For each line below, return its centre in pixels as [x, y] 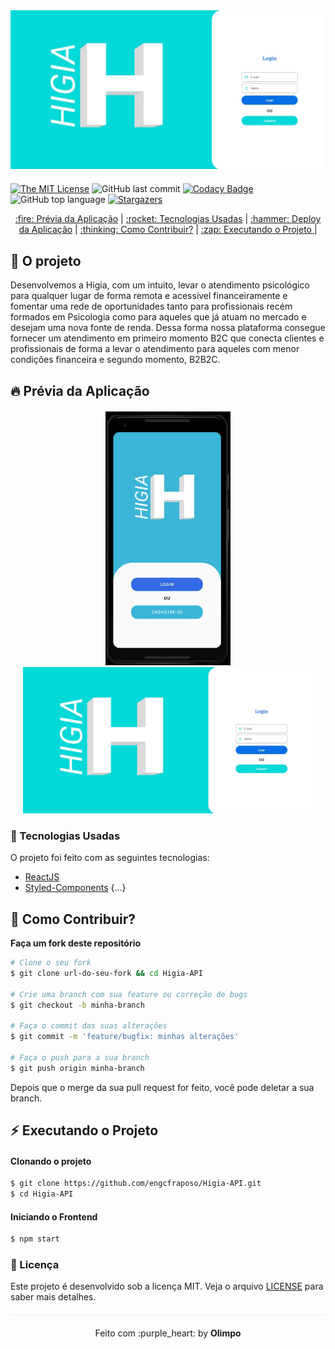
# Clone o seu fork [51, 963]
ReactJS [42, 877]
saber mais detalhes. [53, 1297]
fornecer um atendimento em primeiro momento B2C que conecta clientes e [167, 338]
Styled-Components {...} [75, 888]
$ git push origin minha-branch [77, 1068]
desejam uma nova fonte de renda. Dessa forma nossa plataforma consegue [168, 328]
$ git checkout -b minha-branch [77, 1005]
